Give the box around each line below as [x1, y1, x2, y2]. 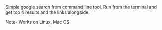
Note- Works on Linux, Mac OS [5, 19, 70, 25]
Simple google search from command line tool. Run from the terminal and [5, 4, 157, 10]
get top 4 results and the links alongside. [5, 9, 90, 15]
